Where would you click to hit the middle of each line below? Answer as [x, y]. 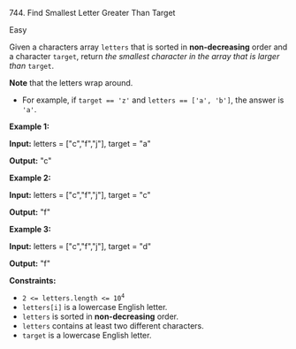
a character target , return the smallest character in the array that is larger [144, 56]
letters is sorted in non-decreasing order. [100, 316]
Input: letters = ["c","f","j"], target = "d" [80, 246]
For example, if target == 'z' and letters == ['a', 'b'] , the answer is [153, 100]
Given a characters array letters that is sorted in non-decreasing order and [148, 47]
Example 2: [30, 178]
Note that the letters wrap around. [71, 83]
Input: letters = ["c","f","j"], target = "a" [80, 144]
